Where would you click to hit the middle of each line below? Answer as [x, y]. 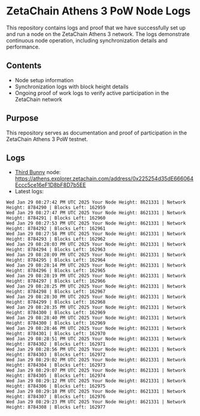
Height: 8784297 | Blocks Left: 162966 [56, 281]
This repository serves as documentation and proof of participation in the [97, 133]
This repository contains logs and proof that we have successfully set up [96, 28]
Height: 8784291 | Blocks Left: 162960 [56, 218]
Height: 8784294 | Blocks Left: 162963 [56, 250]
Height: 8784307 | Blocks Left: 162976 [56, 397]
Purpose [22, 118]
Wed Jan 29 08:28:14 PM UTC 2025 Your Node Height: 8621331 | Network [96, 265]
